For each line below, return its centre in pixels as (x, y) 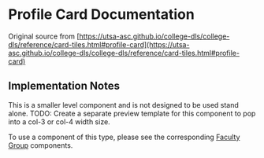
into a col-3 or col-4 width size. (59, 121)
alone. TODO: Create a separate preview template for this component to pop (132, 113)
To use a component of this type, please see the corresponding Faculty (124, 137)
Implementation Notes (64, 86)
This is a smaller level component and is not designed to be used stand (123, 105)
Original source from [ (44, 36)
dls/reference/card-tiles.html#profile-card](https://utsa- (99, 44)
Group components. (41, 145)
